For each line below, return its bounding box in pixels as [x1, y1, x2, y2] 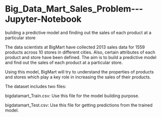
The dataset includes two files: [5, 83, 66, 89]
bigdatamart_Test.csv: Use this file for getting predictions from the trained [5, 102, 153, 108]
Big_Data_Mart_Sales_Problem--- [5, 3, 143, 15]
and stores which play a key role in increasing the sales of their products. [5, 74, 151, 80]
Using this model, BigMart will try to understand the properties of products [5, 69, 154, 74]
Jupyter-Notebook [5, 14, 81, 25]
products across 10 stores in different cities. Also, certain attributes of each [5, 49, 155, 55]
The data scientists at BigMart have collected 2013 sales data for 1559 [5, 44, 145, 50]
